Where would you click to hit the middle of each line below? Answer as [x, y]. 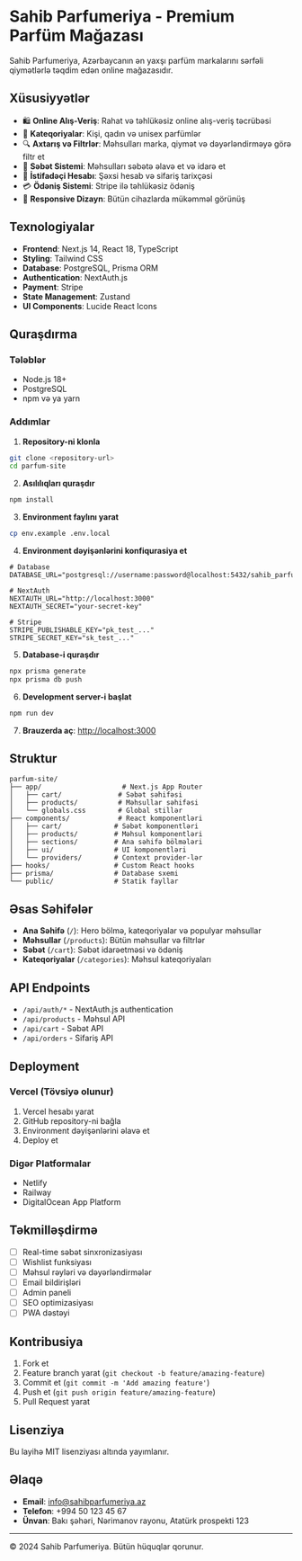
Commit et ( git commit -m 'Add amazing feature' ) [116, 1383]
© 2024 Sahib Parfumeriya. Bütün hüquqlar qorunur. [107, 1546]
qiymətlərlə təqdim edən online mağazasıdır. [91, 70]
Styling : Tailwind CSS [62, 258]
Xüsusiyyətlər [49, 98]
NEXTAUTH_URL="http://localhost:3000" [82, 599]
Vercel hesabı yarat [58, 1111]
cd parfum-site [38, 466]
